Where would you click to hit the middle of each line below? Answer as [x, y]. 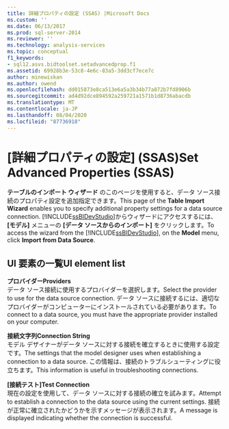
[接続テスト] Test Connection [49, 385]
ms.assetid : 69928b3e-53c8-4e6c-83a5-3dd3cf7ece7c [81, 70]
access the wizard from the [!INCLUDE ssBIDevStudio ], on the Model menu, [113, 233]
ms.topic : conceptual [38, 52]
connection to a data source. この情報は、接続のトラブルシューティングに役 [114, 362]
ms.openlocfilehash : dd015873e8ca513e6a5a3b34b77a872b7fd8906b [99, 90]
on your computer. [33, 322]
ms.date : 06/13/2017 [37, 26]
